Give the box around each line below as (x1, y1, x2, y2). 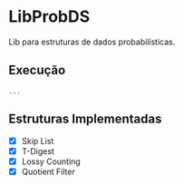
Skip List (21, 135, 54, 146)
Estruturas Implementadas (8, 112, 162, 127)
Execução (8, 63, 66, 78)
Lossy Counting (21, 156, 81, 167)
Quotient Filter (21, 166, 76, 177)
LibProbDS (8, 6, 91, 27)
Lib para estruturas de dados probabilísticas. (8, 36, 176, 47)
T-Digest (21, 145, 55, 156)
